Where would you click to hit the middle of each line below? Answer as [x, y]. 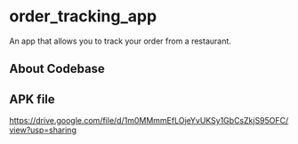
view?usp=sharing [43, 130]
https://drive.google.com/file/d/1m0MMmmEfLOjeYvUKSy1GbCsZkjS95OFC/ [149, 121]
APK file [32, 99]
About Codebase [57, 69]
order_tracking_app [83, 16]
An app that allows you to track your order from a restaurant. [120, 41]
